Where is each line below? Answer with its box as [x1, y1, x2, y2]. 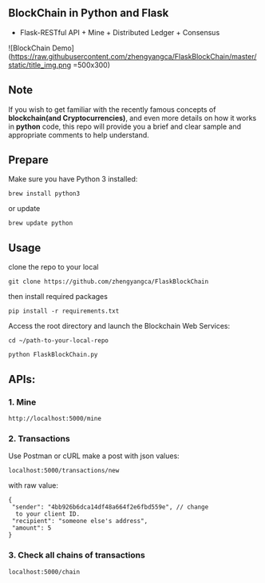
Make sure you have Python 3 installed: [8, 174, 138, 184]
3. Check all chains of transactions [8, 549, 145, 561]
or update [8, 204, 41, 214]
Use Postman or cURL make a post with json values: [8, 451, 180, 461]
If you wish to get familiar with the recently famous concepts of [8, 104, 216, 114]
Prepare [8, 154, 49, 167]
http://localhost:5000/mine [8, 414, 102, 422]
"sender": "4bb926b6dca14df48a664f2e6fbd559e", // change [11, 503, 209, 511]
